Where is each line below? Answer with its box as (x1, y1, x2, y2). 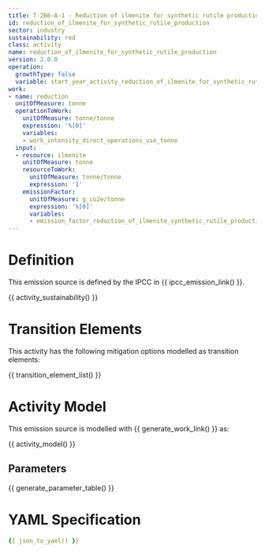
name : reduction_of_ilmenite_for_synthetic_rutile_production (8, 48, 217, 56)
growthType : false (15, 70, 77, 78)
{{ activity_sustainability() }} (8, 293, 99, 303)
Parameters (8, 462, 67, 476)
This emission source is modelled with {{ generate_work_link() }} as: (8, 423, 230, 433)
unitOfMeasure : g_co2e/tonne (28, 195, 125, 203)
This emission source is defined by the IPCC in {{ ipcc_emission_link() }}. (8, 277, 245, 287)
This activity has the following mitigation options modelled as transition (8, 347, 239, 355)
